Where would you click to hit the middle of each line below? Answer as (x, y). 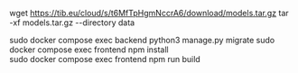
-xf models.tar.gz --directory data (72, 23)
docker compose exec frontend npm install (89, 50)
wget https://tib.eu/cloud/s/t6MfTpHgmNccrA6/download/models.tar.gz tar (149, 13)
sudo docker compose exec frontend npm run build (105, 59)
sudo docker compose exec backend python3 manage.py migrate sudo (142, 40)
